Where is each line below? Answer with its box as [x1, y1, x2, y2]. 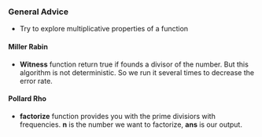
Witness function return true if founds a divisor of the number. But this [19, 59, 249, 69]
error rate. [19, 76, 53, 85]
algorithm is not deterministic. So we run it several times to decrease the [19, 67, 254, 77]
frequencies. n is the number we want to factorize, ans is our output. [19, 120, 242, 129]
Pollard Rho [8, 94, 47, 103]
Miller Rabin [8, 41, 49, 51]
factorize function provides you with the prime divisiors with [19, 111, 216, 121]
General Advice [8, 6, 69, 17]
